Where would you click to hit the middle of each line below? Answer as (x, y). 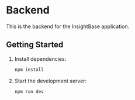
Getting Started (35, 45)
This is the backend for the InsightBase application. (68, 26)
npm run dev (29, 91)
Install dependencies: (40, 58)
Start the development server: (51, 81)
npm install (29, 70)
